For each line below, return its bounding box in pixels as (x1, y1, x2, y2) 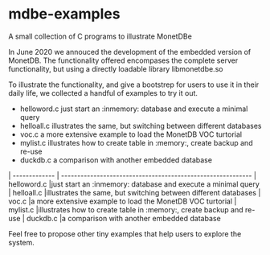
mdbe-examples (8, 5, 121, 23)
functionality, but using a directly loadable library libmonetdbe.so (8, 64, 223, 73)
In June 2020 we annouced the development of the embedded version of (8, 47, 252, 56)
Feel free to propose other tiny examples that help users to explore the (8, 228, 242, 238)
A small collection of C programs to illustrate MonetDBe (8, 31, 193, 41)
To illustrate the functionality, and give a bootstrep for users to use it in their (8, 80, 260, 89)
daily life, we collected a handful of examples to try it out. (8, 88, 198, 97)
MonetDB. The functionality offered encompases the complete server (8, 56, 239, 65)
